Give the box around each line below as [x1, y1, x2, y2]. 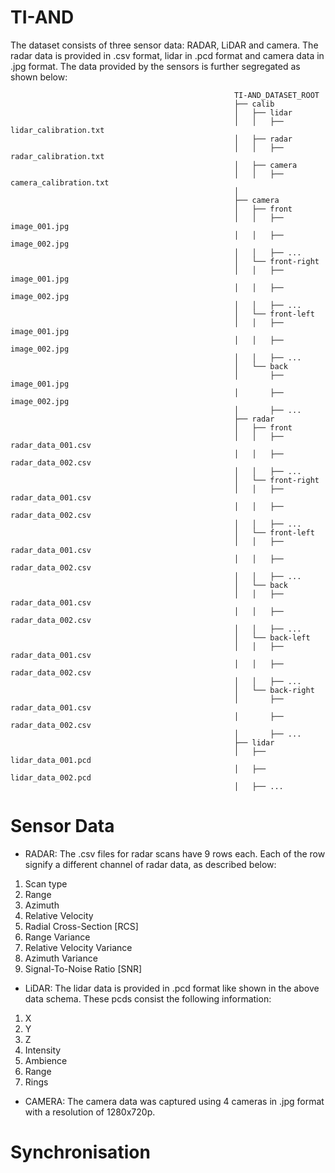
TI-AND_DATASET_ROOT [233, 90, 320, 100]
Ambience [24, 1054, 68, 1066]
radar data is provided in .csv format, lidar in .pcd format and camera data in [10, 49, 325, 61]
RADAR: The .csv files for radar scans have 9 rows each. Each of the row [24, 847, 326, 860]
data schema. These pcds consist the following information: [24, 992, 272, 1005]
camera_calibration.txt [10, 177, 110, 188]
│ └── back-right [233, 685, 315, 695]
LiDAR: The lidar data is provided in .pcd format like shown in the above [24, 982, 320, 994]
